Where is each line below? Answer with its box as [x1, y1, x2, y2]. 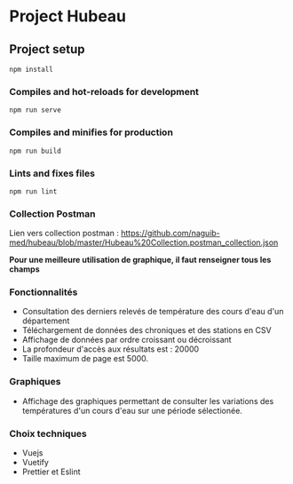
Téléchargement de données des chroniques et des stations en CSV [21, 325, 273, 336]
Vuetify [21, 457, 49, 468]
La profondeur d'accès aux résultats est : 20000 [21, 344, 200, 354]
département [21, 315, 70, 326]
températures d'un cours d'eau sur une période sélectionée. [21, 405, 242, 416]
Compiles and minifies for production [9, 126, 173, 139]
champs [9, 264, 40, 274]
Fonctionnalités [9, 286, 78, 298]
